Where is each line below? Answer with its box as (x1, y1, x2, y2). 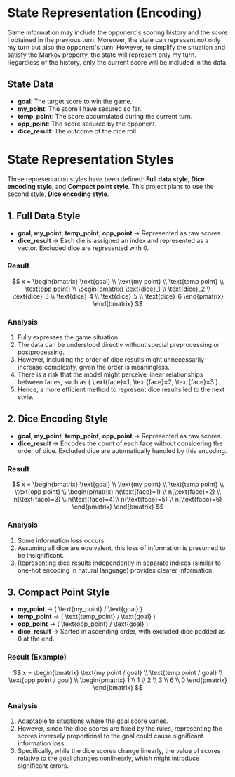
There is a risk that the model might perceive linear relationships (17, 370, 203, 379)
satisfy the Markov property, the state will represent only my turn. (7, 51, 196, 59)
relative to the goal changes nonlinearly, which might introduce (17, 754, 200, 762)
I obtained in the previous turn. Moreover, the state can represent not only (7, 35, 221, 44)
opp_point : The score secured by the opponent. (17, 119, 157, 128)
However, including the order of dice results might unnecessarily (17, 355, 205, 364)
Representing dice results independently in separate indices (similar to (17, 559, 222, 567)
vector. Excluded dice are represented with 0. (17, 244, 149, 252)
